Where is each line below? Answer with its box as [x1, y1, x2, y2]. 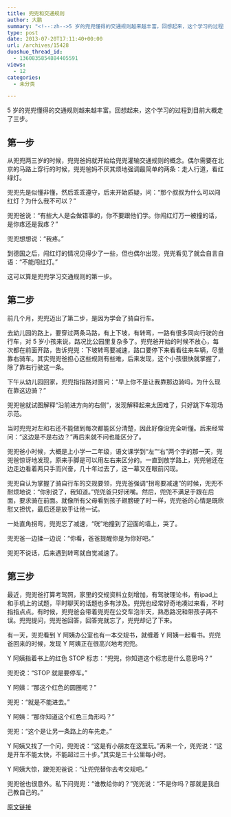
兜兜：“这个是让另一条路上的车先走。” [7, 727, 112, 735]
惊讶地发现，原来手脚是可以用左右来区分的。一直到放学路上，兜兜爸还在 [19, 455, 224, 464]
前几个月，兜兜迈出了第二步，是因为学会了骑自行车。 [7, 314, 158, 322]
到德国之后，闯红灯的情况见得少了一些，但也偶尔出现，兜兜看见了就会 [7, 249, 206, 258]
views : [7, 61, 26, 68]
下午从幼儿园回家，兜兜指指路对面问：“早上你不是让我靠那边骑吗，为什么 [7, 378, 215, 386]
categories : [7, 74, 41, 81]
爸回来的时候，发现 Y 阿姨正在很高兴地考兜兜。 [7, 639, 142, 647]
